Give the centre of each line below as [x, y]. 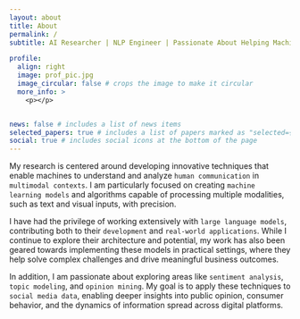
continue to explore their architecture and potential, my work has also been [147, 240]
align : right [42, 67]
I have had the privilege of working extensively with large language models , [148, 222]
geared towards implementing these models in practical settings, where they [150, 250]
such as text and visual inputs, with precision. [93, 204]
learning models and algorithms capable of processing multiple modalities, [147, 195]
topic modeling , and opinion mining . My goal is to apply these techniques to [150, 286]
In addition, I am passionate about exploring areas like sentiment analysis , [146, 277]
